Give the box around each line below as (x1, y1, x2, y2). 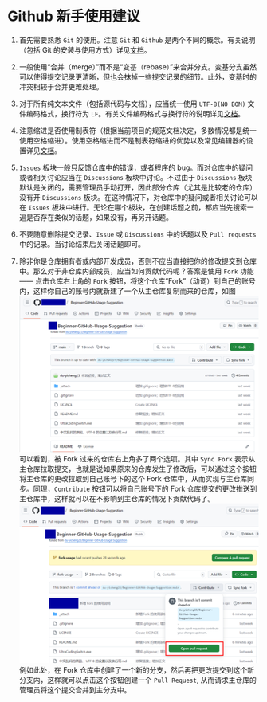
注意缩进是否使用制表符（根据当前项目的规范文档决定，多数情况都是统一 (18, 125, 257, 135)
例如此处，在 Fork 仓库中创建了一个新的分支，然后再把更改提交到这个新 (18, 665, 254, 675)
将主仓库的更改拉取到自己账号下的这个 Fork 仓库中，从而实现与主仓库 (18, 473, 248, 483)
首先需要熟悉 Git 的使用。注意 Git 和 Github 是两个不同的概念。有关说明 (18, 35, 256, 45)
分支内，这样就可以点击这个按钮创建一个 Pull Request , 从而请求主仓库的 (18, 675, 257, 685)
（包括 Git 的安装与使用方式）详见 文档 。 (18, 45, 152, 54)
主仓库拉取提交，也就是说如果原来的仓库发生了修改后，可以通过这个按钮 (18, 464, 257, 473)
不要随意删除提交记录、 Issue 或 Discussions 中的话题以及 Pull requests (18, 229, 257, 239)
